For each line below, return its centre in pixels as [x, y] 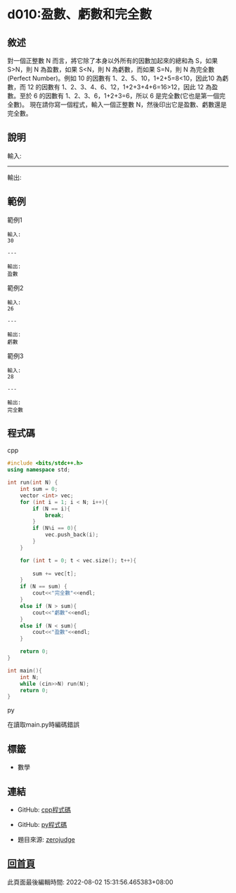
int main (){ [25, 670]
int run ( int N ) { [33, 483]
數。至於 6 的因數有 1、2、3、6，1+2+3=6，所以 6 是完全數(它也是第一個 [113, 96]
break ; [54, 515]
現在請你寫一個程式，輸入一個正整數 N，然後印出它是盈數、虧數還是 [128, 105]
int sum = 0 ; [39, 489]
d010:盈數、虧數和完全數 [80, 14]
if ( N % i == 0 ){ [55, 528]
